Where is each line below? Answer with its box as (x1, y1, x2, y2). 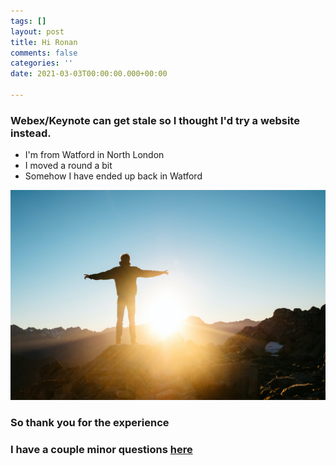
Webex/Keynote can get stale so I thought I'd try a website (10, 113, 300, 127)
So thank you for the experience (10, 415, 170, 429)
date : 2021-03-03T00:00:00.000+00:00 (10, 69, 168, 79)
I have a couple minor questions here (10, 442, 193, 456)
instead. (10, 126, 52, 140)
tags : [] (10, 16, 47, 26)
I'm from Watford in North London (24, 149, 165, 161)
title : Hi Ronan (10, 37, 78, 47)
